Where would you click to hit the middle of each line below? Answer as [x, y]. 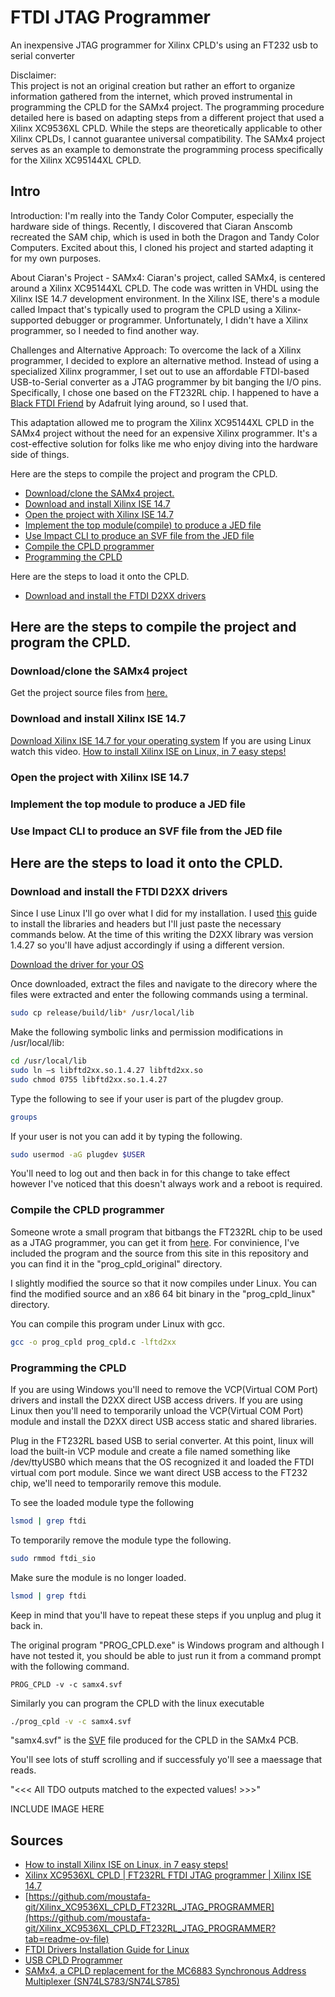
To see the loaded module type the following [102, 1502]
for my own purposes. [56, 258]
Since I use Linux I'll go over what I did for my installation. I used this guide [164, 913]
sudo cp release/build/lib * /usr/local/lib [102, 1013]
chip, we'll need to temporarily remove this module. [116, 1483]
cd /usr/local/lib [48, 1061]
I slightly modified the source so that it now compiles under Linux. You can [164, 1283]
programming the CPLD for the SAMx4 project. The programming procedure [167, 107]
